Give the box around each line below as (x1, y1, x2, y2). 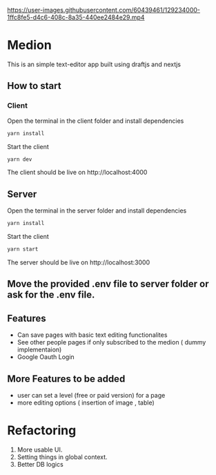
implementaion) (17, 345, 62, 354)
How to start (7, 80, 61, 92)
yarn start (7, 246, 39, 253)
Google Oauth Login (17, 353, 75, 361)
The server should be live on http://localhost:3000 (7, 258, 150, 266)
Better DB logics (17, 460, 63, 468)
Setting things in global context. (17, 452, 108, 461)
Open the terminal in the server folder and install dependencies (7, 206, 187, 215)
